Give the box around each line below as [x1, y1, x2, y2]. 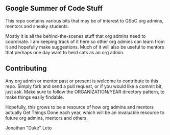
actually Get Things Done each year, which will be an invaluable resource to [5, 109, 165, 116]
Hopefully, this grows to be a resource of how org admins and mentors [5, 104, 154, 110]
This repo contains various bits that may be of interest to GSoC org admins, [5, 17, 164, 24]
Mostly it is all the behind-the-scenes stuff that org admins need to [5, 33, 146, 39]
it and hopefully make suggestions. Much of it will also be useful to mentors [5, 43, 164, 50]
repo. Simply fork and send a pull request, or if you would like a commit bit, [5, 83, 163, 89]
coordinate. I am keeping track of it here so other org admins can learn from [5, 38, 165, 44]
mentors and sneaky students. [5, 23, 69, 29]
